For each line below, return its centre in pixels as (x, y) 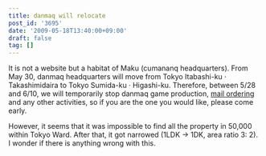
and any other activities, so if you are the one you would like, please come (131, 102)
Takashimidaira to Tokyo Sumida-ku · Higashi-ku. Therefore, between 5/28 (132, 86)
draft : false (30, 38)
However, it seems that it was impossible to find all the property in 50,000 (130, 126)
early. (18, 111)
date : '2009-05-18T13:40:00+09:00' (68, 30)
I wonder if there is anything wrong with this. (82, 143)
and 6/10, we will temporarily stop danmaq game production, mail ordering (131, 94)
